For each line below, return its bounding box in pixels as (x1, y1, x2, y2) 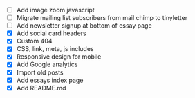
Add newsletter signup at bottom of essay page (16, 21, 153, 30)
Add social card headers (16, 29, 87, 37)
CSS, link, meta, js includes (16, 45, 94, 53)
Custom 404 (16, 37, 53, 46)
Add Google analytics (16, 60, 78, 68)
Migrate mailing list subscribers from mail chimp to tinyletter (16, 14, 188, 22)
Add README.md (16, 84, 66, 92)
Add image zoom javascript (16, 6, 95, 14)
